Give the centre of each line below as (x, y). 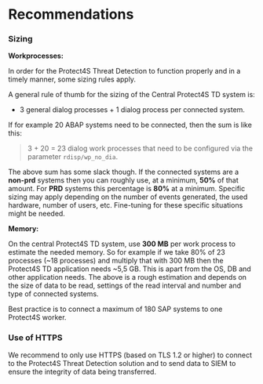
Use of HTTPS (35, 338)
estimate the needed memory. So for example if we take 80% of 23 (117, 252)
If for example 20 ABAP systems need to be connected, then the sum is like (130, 125)
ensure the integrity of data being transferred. (82, 371)
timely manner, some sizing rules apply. (72, 79)
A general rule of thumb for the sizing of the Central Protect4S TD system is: (131, 95)
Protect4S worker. (37, 317)
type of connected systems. (54, 294)
